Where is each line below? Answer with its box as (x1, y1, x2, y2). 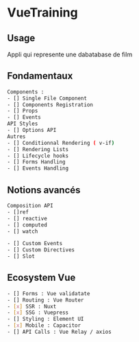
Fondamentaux (7, 70, 73, 82)
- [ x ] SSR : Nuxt (7, 303, 57, 310)
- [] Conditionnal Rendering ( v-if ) (7, 139, 115, 146)
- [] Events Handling (7, 165, 69, 172)
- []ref (7, 208, 29, 216)
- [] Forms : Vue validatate (7, 290, 90, 297)
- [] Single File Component (7, 95, 88, 102)
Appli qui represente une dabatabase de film (7, 50, 133, 58)
